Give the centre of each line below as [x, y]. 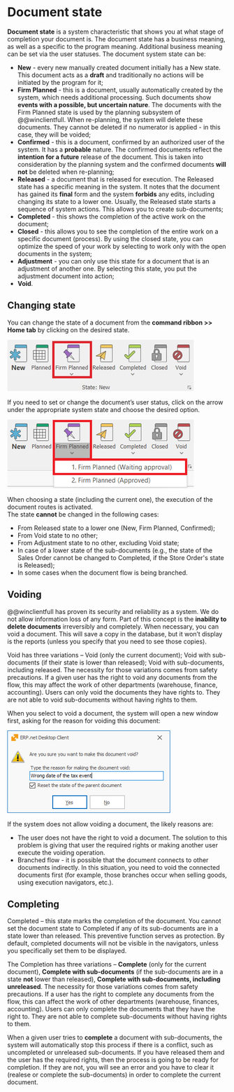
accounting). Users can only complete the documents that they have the [111, 1009]
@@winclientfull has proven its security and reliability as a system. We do [113, 611]
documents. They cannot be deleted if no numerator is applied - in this [119, 127]
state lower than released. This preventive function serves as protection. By [116, 936]
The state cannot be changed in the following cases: [83, 514]
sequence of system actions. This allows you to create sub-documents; [120, 209]
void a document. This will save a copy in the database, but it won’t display [115, 634]
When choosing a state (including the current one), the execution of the [110, 499]
